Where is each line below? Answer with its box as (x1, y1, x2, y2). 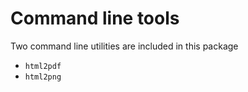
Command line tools (10, 7, 180, 30)
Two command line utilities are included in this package (10, 40, 239, 52)
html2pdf (24, 61, 62, 71)
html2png (24, 72, 62, 82)
